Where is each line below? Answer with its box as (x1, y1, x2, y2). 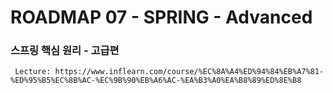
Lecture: (14, 67, 52, 77)
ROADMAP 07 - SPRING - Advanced (10, 6, 313, 29)
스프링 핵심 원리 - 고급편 (10, 44, 120, 58)
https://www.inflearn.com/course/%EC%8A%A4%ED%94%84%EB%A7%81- (54, 67, 325, 77)
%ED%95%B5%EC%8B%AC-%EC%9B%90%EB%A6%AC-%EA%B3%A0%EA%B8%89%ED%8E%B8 (10, 76, 302, 86)
